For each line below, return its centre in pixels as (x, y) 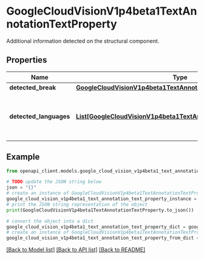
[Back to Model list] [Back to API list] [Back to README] (76, 250)
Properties (27, 60)
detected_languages (40, 116)
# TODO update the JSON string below (54, 182)
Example (23, 157)
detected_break (33, 88)
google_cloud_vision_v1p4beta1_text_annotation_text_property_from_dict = (103, 238)
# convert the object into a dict (50, 221)
